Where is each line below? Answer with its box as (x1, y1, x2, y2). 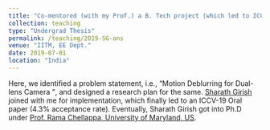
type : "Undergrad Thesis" (8, 26, 95, 35)
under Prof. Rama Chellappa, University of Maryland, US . (8, 112, 197, 122)
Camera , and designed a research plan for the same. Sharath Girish (23, 87, 252, 96)
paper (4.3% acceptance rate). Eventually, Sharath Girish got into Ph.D (8, 104, 243, 113)
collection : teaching (8, 19, 81, 27)
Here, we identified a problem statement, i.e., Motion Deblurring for (8, 78, 234, 88)
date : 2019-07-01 (8, 49, 67, 57)
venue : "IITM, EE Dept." (8, 42, 92, 50)
